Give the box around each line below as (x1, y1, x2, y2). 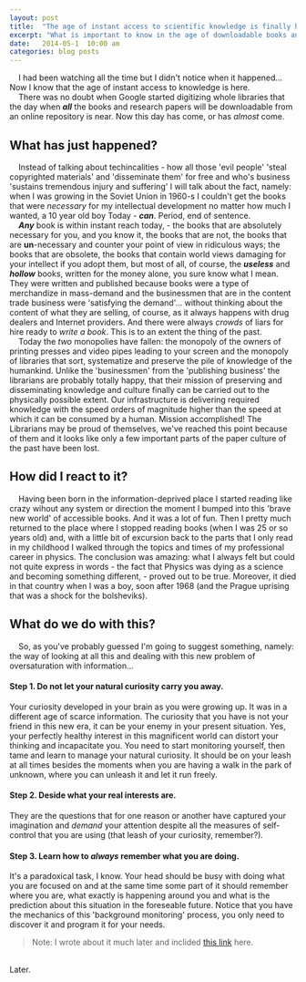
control (9, 829, 36, 840)
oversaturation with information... (9, 660, 134, 671)
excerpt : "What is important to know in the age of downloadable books (9, 30, 287, 39)
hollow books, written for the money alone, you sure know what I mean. (9, 268, 280, 279)
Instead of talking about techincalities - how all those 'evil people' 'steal (17, 161, 287, 172)
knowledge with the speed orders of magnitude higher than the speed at (9, 403, 281, 415)
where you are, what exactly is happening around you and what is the (9, 890, 270, 901)
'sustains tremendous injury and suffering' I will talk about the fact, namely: (9, 181, 291, 191)
